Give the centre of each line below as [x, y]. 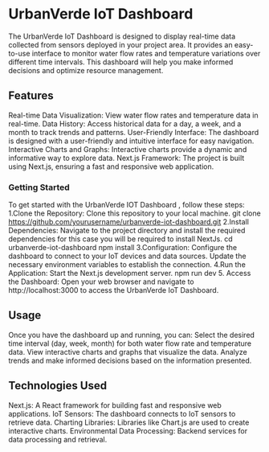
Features [31, 96]
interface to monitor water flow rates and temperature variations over [146, 53]
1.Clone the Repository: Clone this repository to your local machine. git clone [134, 213]
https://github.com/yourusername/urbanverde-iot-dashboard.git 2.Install [128, 222]
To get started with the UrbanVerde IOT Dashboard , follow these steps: [126, 205]
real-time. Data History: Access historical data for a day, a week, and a [125, 123]
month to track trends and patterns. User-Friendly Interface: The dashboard [134, 132]
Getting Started [39, 187]
